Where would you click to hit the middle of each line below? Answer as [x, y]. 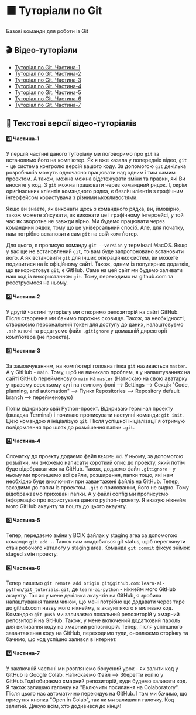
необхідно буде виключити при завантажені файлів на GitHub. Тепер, [93, 481]
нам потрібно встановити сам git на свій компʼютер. [72, 234]
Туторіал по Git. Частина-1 [47, 67]
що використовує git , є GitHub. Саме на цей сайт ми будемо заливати [94, 270]
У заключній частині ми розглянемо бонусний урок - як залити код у [92, 668]
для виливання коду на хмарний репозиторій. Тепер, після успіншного [94, 627]
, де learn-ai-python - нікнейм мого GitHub [122, 589]
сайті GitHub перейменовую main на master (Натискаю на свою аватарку [97, 378]
